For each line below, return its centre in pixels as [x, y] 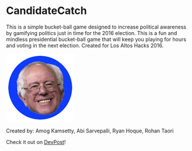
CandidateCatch [47, 11]
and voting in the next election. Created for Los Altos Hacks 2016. [85, 45]
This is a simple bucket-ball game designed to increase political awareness [96, 27]
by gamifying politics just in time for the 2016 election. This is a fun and [92, 33]
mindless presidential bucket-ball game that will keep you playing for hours [96, 39]
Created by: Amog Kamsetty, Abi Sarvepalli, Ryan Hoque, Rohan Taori [90, 131]
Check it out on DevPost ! [36, 142]
